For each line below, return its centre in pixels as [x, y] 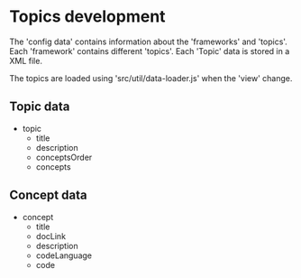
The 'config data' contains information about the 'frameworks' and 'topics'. [149, 42]
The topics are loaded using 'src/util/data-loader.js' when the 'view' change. [151, 78]
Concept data [48, 195]
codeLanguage [64, 255]
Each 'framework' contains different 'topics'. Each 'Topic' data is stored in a [150, 51]
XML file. [26, 60]
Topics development [87, 17]
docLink [50, 236]
